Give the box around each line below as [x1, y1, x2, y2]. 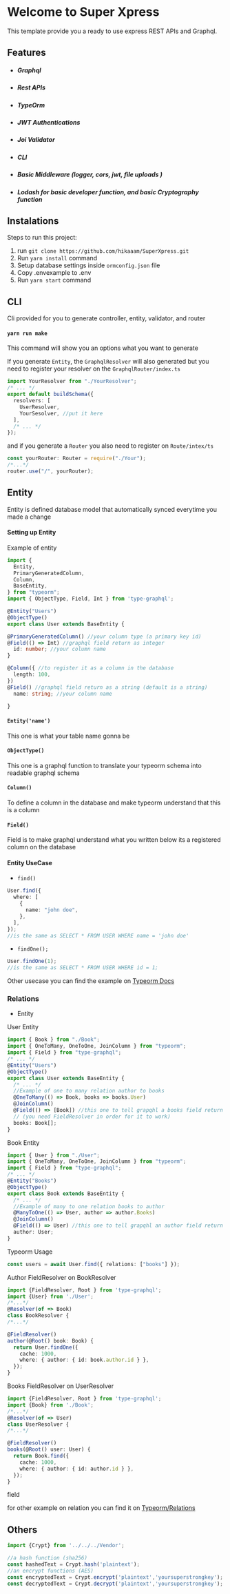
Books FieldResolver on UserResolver [7, 1382, 114, 1390]
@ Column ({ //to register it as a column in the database [7, 665, 174, 672]
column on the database [7, 843, 76, 851]
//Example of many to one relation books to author [13, 1203, 165, 1210]
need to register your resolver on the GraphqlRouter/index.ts [7, 364, 181, 373]
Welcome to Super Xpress [7, 4, 160, 20]
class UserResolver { [7, 1420, 70, 1428]
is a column [7, 806, 40, 814]
